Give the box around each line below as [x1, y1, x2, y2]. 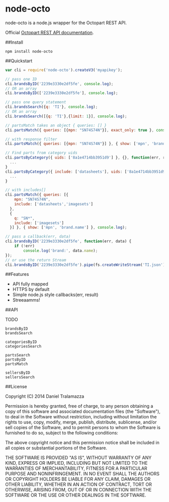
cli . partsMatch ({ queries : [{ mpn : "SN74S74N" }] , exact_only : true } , [5, 127, 154, 132]
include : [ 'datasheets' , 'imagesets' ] [14, 202, 94, 207]
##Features [5, 271, 29, 277]
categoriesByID [5, 339, 37, 345]
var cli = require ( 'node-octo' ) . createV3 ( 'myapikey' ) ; [5, 67, 123, 73]
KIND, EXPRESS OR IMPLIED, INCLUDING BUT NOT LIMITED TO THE [5, 460, 148, 466]
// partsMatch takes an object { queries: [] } [5, 123, 107, 128]
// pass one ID [5, 77, 37, 82]
